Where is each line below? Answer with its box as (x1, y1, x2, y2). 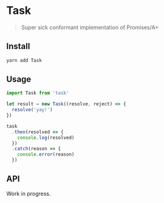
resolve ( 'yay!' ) (12, 107, 53, 113)
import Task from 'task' (6, 90, 69, 96)
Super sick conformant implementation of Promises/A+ (21, 24, 159, 31)
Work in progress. (6, 190, 51, 197)
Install (6, 41, 30, 52)
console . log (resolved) (17, 135, 75, 141)
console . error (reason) (17, 151, 75, 158)
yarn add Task (6, 57, 43, 64)
